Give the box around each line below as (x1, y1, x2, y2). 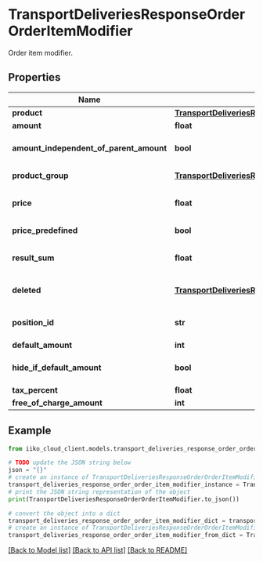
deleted (12, 285, 41, 296)
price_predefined (12, 225, 78, 236)
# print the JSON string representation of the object (8, 488, 191, 495)
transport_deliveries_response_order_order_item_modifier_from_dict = (8, 531, 243, 539)
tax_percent (12, 384, 59, 395)
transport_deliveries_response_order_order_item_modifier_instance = (8, 480, 240, 489)
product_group (12, 170, 69, 181)
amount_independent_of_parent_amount (12, 143, 168, 154)
